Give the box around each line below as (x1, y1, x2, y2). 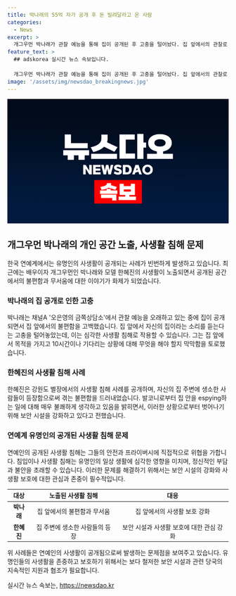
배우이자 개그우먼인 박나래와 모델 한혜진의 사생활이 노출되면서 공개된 (25, 267, 214, 276)
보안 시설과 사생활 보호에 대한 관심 (122, 523, 216, 531)
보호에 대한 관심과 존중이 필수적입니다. (20, 474, 126, 483)
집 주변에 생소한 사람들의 (36, 523, 104, 531)
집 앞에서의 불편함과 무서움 (37, 507, 110, 516)
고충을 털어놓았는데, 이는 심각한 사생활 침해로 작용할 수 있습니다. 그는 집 (14, 331, 211, 339)
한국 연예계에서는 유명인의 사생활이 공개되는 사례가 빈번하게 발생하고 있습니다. (7, 259, 221, 267)
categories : (7, 18, 42, 26)
